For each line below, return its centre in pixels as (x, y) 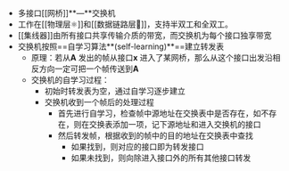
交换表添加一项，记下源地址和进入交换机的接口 (175, 124)
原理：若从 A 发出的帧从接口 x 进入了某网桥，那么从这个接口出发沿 (152, 57)
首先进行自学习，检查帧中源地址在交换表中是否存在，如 (159, 113)
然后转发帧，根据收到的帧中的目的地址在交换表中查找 (156, 135)
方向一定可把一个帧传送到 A (89, 69)
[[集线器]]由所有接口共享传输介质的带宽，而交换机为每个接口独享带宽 (144, 35)
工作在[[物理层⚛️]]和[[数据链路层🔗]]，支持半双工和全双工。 (125, 24)
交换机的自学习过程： (70, 80)
